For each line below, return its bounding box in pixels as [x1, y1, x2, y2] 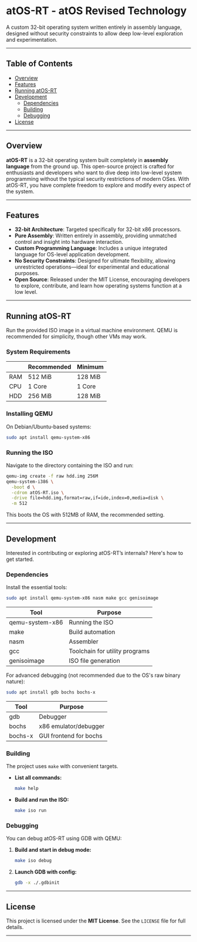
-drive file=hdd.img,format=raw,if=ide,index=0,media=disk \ [11, 495, 164, 501]
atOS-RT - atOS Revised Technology [6, 4, 187, 18]
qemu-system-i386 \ [6, 478, 54, 484]
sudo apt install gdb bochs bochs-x [6, 689, 96, 696]
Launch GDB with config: [14, 868, 77, 875]
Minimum [77, 363, 104, 371]
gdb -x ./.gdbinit [14, 880, 60, 886]
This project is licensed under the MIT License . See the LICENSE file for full [6, 917, 186, 924]
